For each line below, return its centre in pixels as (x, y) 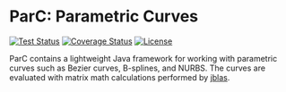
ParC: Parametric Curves (104, 17)
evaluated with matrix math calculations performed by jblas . (120, 77)
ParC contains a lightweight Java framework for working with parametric (143, 58)
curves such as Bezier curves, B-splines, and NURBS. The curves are (138, 68)
